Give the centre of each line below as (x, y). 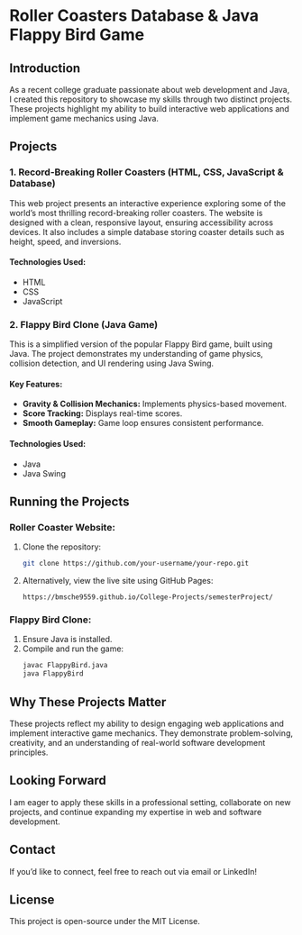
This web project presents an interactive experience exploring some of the (148, 203)
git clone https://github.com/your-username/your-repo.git (136, 564)
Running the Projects (69, 501)
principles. (29, 752)
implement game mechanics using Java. (84, 118)
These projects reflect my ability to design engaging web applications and (146, 724)
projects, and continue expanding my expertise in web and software (136, 812)
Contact (32, 850)
